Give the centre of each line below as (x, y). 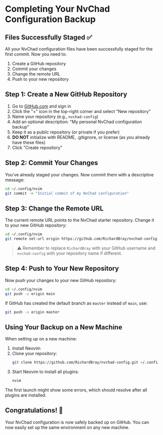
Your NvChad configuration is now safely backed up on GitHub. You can (77, 422)
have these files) (29, 142)
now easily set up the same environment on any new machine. (67, 427)
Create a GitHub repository (39, 64)
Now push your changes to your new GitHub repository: (61, 280)
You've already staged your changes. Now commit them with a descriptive (79, 174)
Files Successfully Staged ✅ (49, 37)
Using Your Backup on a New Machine (64, 327)
